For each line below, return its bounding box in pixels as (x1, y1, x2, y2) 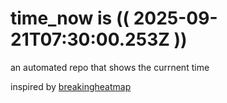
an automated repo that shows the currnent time (10, 61, 210, 73)
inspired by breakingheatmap (10, 80, 132, 92)
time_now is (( (10, 7, 130, 30)
